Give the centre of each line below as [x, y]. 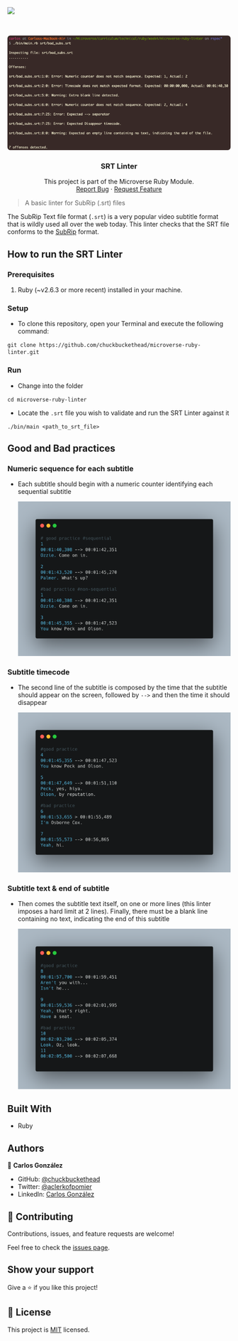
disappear [32, 702]
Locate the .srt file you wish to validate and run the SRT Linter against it [123, 413]
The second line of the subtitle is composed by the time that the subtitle [123, 687]
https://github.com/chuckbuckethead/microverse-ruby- [120, 345]
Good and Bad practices [61, 448]
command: [33, 331]
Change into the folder [50, 386]
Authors [26, 1148]
